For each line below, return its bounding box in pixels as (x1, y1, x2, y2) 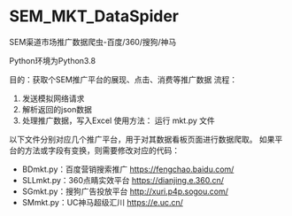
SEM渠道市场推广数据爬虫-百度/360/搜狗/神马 (9, 36, 177, 47)
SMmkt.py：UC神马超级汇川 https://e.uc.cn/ (21, 197, 184, 207)
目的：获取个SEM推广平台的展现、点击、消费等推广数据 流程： (9, 73, 237, 85)
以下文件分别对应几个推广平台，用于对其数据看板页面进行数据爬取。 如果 (9, 134, 275, 144)
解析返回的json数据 (21, 104, 93, 114)
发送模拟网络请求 (21, 93, 85, 104)
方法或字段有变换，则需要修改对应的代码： (24, 144, 180, 156)
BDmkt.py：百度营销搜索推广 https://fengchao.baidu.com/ (21, 164, 234, 174)
